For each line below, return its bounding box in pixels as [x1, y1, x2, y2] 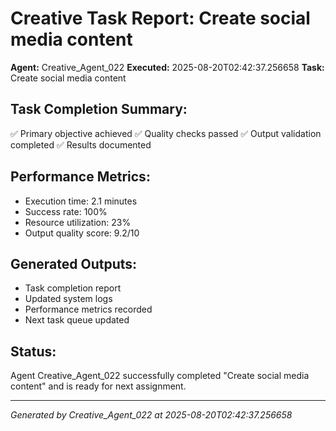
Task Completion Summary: [10, 101, 188, 118]
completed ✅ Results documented [10, 138, 152, 151]
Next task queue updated [24, 314, 130, 326]
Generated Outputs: [10, 255, 138, 272]
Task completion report [24, 282, 122, 294]
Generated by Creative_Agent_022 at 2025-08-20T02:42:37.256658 [10, 409, 293, 421]
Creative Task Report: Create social [10, 7, 311, 30]
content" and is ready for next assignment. [10, 380, 187, 392]
